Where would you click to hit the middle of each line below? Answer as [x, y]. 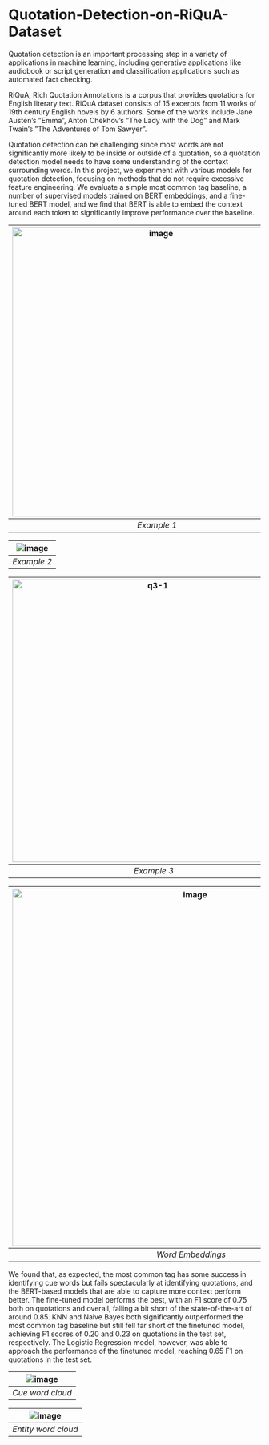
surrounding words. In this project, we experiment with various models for [130, 170]
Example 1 [157, 524]
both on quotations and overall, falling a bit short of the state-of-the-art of [130, 1308]
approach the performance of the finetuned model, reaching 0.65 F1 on [126, 1351]
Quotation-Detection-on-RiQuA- [119, 15]
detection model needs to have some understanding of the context [118, 161]
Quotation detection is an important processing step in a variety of [118, 54]
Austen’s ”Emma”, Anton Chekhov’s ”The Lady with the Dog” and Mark [124, 120]
